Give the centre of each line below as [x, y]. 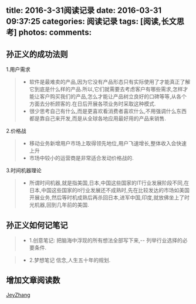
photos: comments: [55, 33]
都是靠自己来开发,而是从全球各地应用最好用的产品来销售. [97, 118]
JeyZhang [18, 295]
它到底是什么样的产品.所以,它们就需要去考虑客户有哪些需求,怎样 [106, 89]
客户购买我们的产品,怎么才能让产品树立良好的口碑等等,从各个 [113, 97]
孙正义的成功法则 [37, 54]
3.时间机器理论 [24, 170]
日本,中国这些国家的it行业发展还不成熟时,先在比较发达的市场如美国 [109, 190]
